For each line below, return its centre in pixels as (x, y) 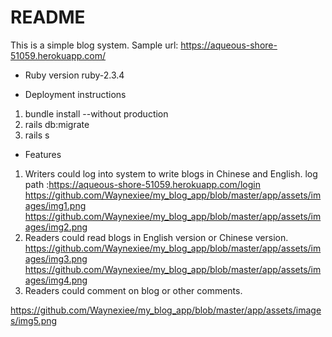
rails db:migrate (57, 124)
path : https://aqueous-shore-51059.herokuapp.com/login (142, 184)
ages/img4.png (56, 280)
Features (43, 154)
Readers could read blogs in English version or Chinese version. (156, 237)
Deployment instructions (75, 94)
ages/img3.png (56, 258)
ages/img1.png (55, 205)
